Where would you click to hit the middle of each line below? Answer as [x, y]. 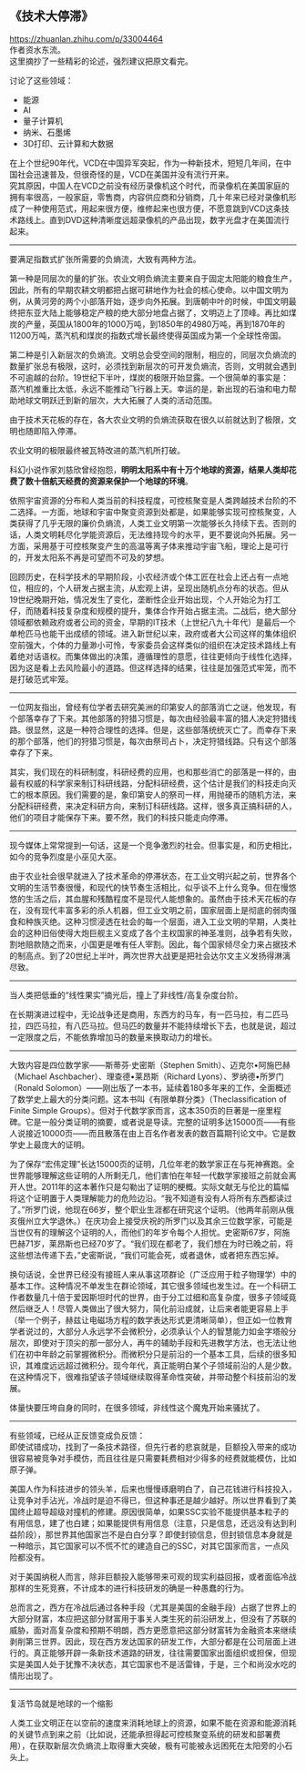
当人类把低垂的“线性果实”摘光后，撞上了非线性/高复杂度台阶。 [126, 994]
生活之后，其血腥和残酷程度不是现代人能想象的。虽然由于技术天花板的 [157, 899]
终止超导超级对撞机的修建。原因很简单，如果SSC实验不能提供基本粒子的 [153, 1511]
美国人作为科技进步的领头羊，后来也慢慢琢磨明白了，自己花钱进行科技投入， [153, 1489]
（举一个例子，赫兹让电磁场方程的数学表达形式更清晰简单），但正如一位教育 [151, 1319]
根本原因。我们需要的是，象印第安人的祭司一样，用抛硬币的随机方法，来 [161, 794]
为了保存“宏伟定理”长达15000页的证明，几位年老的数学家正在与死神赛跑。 [148, 1164]
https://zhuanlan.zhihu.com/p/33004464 [87, 38]
